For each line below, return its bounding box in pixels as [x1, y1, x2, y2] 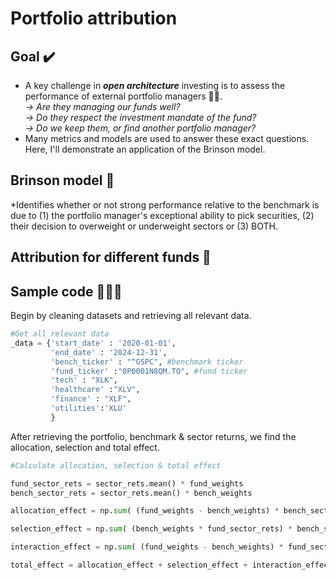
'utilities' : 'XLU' [50, 403, 128, 414]
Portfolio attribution [10, 7, 178, 30]
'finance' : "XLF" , [50, 394, 132, 404]
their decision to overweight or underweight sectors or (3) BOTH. [10, 220, 279, 232]
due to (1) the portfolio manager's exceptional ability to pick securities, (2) [10, 209, 315, 221]
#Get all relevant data [10, 329, 110, 339]
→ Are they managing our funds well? [24, 101, 181, 112]
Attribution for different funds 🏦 [10, 249, 212, 266]
